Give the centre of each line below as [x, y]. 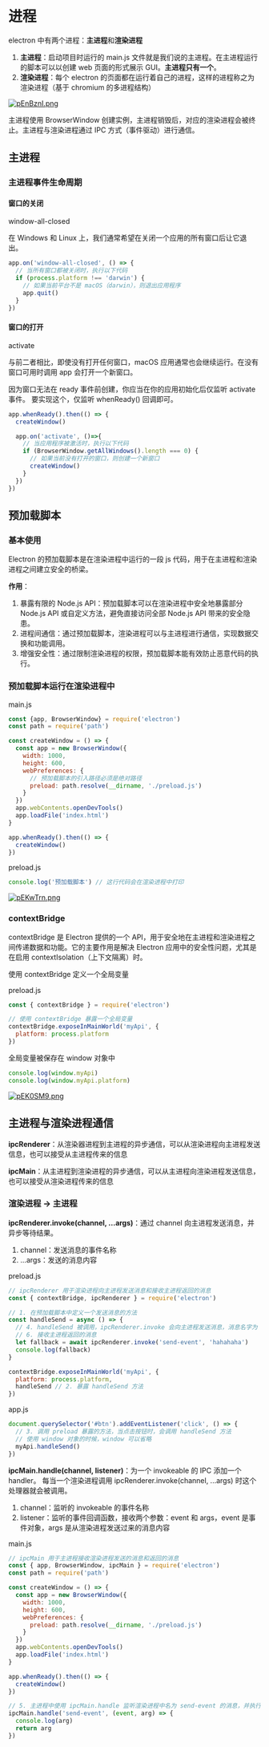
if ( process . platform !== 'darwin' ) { [80, 278]
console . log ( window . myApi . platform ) [69, 1080]
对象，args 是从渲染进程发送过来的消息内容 [98, 1527]
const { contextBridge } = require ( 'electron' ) [89, 1005]
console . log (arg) [44, 1721]
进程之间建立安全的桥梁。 [50, 569]
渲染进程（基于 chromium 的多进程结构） [88, 87]
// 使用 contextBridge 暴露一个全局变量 [70, 1019]
